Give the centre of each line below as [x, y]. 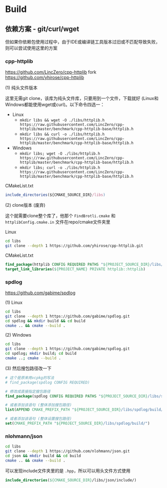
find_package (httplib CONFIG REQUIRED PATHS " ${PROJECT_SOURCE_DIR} [78, 264]
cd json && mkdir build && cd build [43, 456]
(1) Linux [14, 302]
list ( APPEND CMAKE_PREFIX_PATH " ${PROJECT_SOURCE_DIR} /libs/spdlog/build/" [85, 410]
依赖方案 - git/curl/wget [42, 29]
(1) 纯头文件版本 [21, 88]
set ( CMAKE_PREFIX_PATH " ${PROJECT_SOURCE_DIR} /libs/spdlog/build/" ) [78, 424]
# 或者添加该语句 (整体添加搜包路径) [39, 405]
